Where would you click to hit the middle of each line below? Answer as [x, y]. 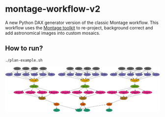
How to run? [24, 48]
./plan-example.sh [24, 60]
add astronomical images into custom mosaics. [53, 33]
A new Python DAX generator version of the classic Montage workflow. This [82, 23]
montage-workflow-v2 [53, 9]
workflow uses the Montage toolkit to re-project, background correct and [79, 27]
